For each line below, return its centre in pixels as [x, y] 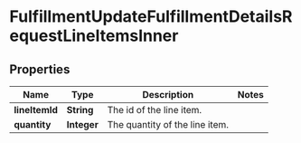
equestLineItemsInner [94, 36]
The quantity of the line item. [168, 124]
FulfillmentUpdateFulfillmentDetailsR [151, 17]
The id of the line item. [155, 110]
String [80, 110]
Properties [40, 69]
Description [168, 95]
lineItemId [36, 110]
